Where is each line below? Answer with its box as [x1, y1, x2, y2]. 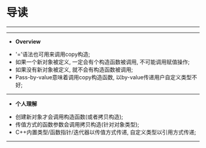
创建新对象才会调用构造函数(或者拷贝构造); [15, 113, 124, 120]
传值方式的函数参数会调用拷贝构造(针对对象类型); [15, 120, 140, 128]
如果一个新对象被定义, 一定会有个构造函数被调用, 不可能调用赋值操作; [15, 58, 190, 65]
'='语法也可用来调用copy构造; [15, 50, 91, 58]
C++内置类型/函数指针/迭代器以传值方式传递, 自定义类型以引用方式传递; [15, 128, 196, 136]
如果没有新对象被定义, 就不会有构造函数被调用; [15, 66, 133, 73]
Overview [15, 37, 41, 45]
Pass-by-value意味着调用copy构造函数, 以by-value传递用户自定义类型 [15, 73, 192, 80]
